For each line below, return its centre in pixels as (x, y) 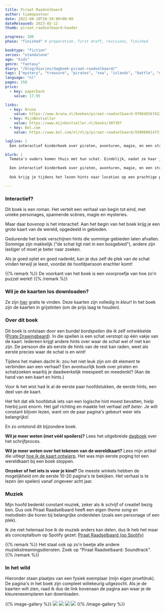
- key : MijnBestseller (33, 118)
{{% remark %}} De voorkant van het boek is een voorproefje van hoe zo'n (81, 274)
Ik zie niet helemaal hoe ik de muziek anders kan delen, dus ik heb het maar (82, 529)
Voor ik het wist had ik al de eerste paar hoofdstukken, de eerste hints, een (81, 386)
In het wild (18, 567)
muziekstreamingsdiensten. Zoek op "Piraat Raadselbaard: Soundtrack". (78, 550)
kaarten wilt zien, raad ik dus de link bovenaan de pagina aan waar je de (78, 589)
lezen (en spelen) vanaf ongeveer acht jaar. (49, 481)
